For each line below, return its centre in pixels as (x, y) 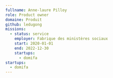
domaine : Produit (24, 19)
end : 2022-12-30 (32, 48)
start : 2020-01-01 (34, 44)
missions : (16, 29)
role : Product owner (27, 15)
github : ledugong (24, 24)
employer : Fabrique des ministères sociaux (61, 39)
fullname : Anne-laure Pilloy (36, 10)
